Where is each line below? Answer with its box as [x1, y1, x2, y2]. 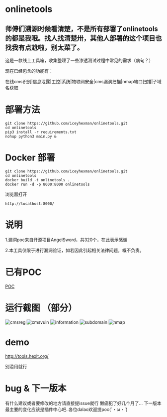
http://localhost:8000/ [5, 201, 55, 206]
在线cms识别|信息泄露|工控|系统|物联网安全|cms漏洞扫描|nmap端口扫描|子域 [5, 79, 162, 84]
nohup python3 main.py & [5, 134, 57, 139]
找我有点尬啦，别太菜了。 [5, 43, 83, 52]
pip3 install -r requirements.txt [5, 130, 77, 135]
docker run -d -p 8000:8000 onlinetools [5, 182, 90, 187]
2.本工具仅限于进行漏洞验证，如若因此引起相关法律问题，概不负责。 [5, 247, 144, 253]
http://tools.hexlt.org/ [5, 353, 49, 359]
